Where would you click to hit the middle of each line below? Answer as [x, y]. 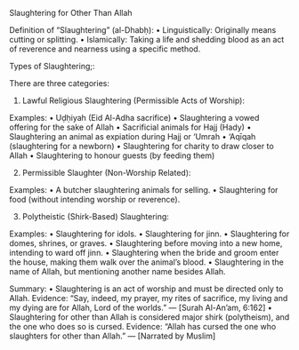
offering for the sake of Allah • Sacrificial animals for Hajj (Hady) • [130, 127]
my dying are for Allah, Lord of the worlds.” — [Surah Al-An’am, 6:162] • [141, 307]
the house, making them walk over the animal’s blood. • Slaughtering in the [147, 262]
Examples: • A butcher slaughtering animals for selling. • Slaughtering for [144, 190]
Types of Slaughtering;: [52, 66]
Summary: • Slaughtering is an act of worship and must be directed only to [146, 289]
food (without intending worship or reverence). [95, 199]
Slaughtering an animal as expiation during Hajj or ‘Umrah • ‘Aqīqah [133, 136]
